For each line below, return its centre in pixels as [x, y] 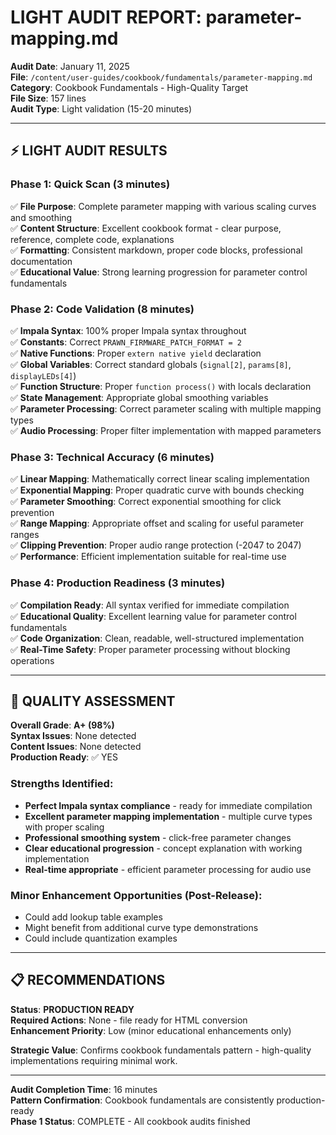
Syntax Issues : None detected [73, 736]
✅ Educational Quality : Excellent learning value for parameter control [153, 616]
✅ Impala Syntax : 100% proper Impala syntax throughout [128, 330]
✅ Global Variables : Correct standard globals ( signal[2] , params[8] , [151, 364]
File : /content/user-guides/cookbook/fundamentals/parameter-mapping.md [161, 77]
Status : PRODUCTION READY [72, 1009]
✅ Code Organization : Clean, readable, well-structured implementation [157, 638]
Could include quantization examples [101, 938]
